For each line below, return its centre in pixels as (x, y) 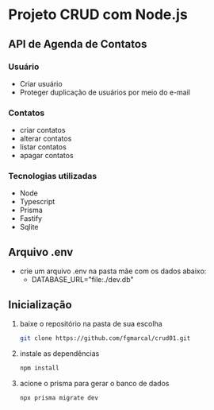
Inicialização (40, 305)
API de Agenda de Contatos (78, 44)
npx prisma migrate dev (59, 398)
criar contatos (42, 130)
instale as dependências (59, 353)
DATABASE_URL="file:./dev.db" (82, 280)
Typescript (37, 202)
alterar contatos (46, 139)
